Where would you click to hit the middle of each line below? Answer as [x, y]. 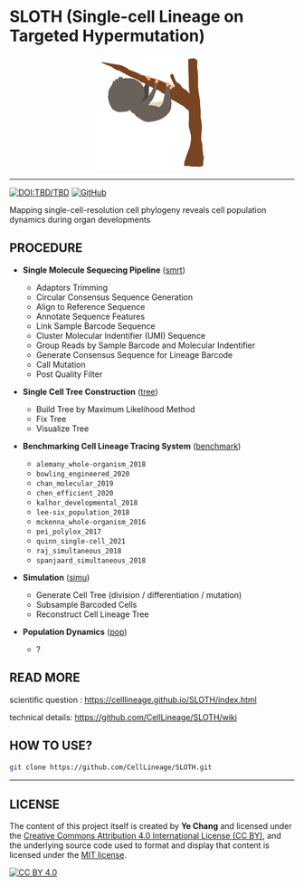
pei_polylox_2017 [69, 532]
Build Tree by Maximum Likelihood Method [116, 409]
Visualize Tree [62, 429]
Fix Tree [51, 419]
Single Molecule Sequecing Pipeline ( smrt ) [104, 270]
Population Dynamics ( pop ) [75, 631]
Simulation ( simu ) [56, 577]
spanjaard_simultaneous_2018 [91, 560]
